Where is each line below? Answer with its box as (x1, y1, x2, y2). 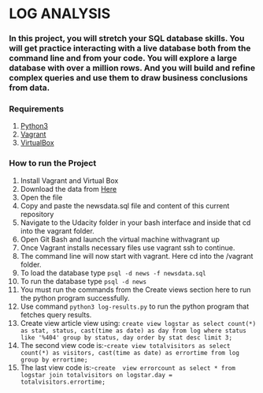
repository (20, 209, 54, 219)
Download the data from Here (20, 184, 117, 193)
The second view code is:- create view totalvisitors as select (20, 340, 231, 350)
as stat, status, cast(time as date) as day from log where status (20, 327, 246, 335)
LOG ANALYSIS (9, 5, 111, 23)
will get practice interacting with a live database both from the (9, 43, 251, 54)
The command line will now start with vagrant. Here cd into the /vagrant (20, 251, 254, 260)
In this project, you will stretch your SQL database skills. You (9, 33, 245, 44)
